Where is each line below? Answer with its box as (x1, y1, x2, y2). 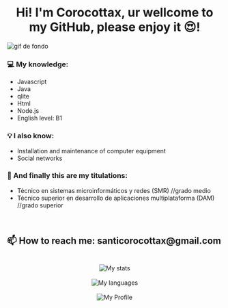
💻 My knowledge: (7, 60, 69, 69)
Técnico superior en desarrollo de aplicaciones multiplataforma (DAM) (16, 194, 215, 202)
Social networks (16, 154, 63, 162)
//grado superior (16, 201, 63, 209)
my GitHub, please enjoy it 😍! (29, 19, 201, 35)
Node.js (16, 107, 40, 115)
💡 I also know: (7, 131, 55, 141)
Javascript (16, 77, 47, 86)
